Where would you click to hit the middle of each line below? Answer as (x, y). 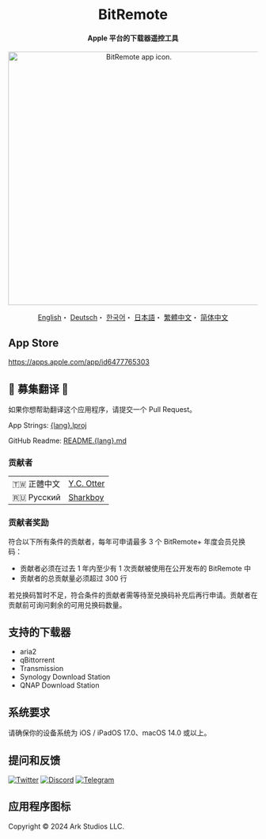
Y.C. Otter (87, 483)
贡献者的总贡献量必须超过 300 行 (73, 578)
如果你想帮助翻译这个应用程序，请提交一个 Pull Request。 (102, 410)
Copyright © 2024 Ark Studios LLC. (66, 826)
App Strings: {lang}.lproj (47, 425)
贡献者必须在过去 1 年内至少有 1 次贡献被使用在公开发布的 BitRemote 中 (135, 568)
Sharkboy (86, 498)
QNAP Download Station (59, 685)
